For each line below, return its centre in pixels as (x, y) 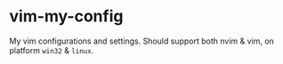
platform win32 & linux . (52, 50)
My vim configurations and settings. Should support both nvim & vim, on (141, 41)
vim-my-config (66, 16)
